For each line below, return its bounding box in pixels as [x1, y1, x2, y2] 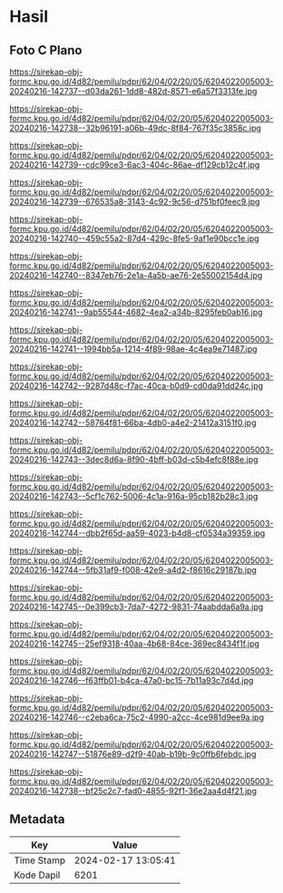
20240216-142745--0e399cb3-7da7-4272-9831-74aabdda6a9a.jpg [9, 601, 264, 612]
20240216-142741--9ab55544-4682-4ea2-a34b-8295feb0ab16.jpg [9, 306, 263, 317]
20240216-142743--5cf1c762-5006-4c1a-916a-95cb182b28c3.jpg [9, 491, 259, 501]
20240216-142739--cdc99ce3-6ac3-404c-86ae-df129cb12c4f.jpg [9, 160, 260, 170]
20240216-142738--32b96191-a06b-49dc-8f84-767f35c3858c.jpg [9, 122, 261, 133]
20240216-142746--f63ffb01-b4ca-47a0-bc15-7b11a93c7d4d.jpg [9, 675, 254, 685]
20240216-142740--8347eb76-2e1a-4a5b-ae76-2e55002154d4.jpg [9, 270, 263, 280]
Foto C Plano [9, 43, 83, 58]
